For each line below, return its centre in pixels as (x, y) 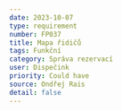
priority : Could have (49, 76)
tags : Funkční (36, 51)
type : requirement (43, 26)
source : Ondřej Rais (48, 84)
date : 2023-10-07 (41, 17)
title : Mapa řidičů (45, 43)
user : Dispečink (39, 68)
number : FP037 (36, 34)
